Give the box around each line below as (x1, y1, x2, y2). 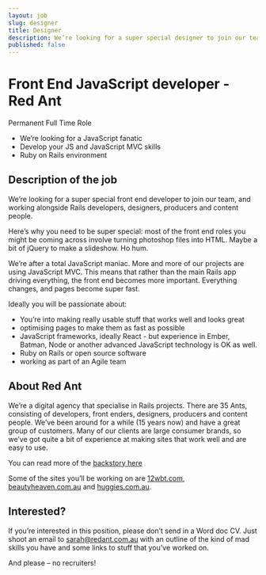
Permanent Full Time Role (8, 118, 93, 128)
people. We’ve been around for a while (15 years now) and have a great (8, 417, 241, 427)
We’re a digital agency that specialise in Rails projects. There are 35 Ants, (8, 401, 248, 410)
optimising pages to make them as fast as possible (19, 322, 185, 333)
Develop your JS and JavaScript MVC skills (19, 142, 161, 151)
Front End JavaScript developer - (8, 75, 230, 93)
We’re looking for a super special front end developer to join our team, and (8, 194, 251, 204)
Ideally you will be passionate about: (8, 299, 127, 309)
